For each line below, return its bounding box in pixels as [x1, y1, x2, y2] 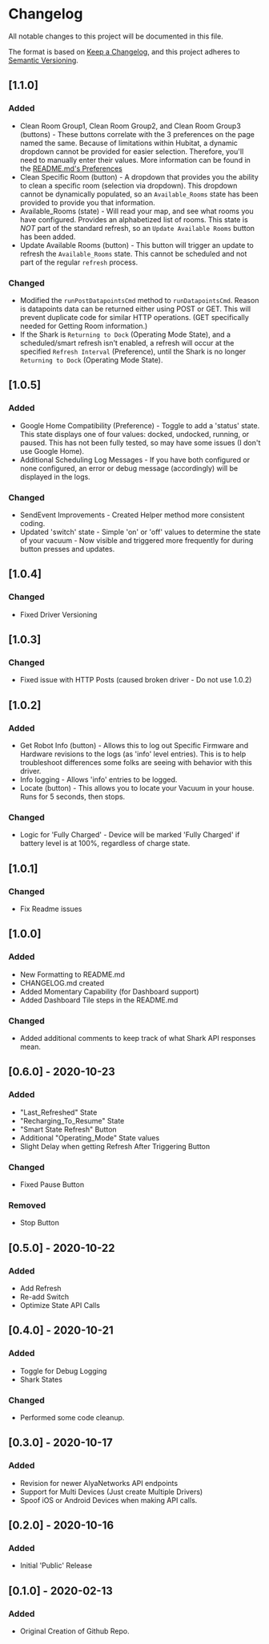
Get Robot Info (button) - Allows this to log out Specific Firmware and [19, 740, 249, 750]
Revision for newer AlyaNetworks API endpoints [19, 1478, 179, 1488]
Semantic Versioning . [8, 55, 78, 65]
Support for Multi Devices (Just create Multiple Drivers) [19, 1487, 203, 1496]
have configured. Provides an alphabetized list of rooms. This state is [19, 214, 248, 225]
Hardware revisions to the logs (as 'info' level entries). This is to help [19, 749, 247, 759]
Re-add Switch [19, 1292, 70, 1302]
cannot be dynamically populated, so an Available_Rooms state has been [19, 189, 259, 199]
